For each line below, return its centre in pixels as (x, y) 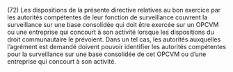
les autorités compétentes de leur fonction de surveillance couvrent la (107, 17)
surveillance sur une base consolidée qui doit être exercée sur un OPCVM (113, 25)
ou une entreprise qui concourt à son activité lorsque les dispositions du (111, 32)
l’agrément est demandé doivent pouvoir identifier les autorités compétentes (116, 47)
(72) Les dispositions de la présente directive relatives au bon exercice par (114, 10)
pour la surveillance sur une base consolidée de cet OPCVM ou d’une (107, 54)
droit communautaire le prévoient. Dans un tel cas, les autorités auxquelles (114, 39)
